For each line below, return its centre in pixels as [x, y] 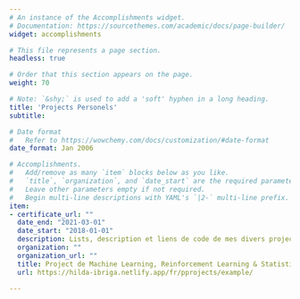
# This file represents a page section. [86, 50]
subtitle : [28, 116]
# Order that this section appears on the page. [101, 75]
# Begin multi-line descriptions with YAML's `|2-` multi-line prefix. [150, 197]
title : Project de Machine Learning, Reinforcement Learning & [137, 264]
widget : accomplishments [55, 34]
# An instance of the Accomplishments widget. [97, 17]
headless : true [37, 59]
